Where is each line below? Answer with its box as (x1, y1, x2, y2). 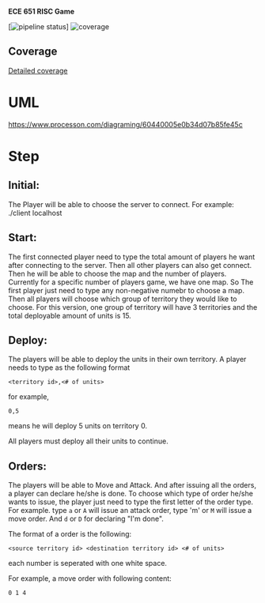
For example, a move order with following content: (8, 574, 172, 583)
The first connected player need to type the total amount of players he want (8, 252, 256, 262)
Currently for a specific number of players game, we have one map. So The (8, 277, 254, 287)
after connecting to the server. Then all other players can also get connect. (8, 260, 252, 269)
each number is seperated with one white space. (8, 559, 168, 568)
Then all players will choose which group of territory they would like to (8, 294, 237, 303)
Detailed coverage (8, 66, 68, 75)
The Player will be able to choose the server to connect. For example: (8, 199, 235, 209)
